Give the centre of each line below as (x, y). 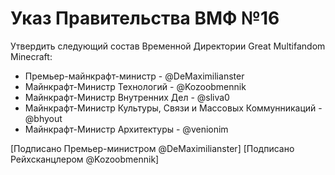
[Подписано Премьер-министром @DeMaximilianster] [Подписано (152, 148)
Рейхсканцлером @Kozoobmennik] (85, 159)
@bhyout (43, 118)
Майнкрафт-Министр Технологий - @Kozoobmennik (135, 86)
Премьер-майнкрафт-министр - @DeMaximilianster (134, 76)
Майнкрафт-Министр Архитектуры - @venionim (126, 129)
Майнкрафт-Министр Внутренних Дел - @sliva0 (127, 97)
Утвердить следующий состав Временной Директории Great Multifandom (168, 46)
